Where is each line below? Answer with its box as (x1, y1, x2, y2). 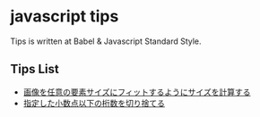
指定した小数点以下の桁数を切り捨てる (22, 97, 165, 108)
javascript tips (10, 6, 119, 27)
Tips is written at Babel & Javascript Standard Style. (10, 36, 202, 46)
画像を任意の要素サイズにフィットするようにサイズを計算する (22, 87, 251, 97)
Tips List (10, 62, 59, 77)
